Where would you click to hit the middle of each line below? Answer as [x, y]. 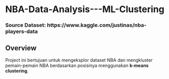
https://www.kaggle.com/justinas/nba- [97, 25]
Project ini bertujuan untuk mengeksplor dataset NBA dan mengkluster [79, 60]
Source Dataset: [26, 25]
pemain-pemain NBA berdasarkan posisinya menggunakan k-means [77, 65]
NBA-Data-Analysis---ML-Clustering [85, 9]
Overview [21, 48]
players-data [22, 31]
